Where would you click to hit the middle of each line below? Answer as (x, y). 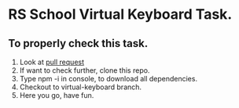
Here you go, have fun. (57, 95)
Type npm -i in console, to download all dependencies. (108, 79)
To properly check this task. (78, 43)
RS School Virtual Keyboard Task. (120, 14)
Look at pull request (52, 62)
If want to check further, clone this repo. (85, 70)
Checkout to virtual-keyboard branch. (81, 87)
